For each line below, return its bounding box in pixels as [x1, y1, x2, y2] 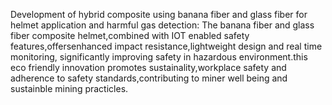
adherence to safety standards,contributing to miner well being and [10, 72, 288, 84]
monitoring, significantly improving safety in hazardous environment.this [10, 51, 308, 63]
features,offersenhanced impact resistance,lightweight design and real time [10, 40, 323, 52]
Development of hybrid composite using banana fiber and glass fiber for [10, 9, 308, 20]
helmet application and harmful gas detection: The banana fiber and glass [10, 19, 315, 31]
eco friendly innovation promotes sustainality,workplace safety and [10, 62, 287, 73]
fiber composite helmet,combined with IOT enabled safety [10, 30, 250, 41]
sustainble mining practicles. [10, 83, 129, 94]
